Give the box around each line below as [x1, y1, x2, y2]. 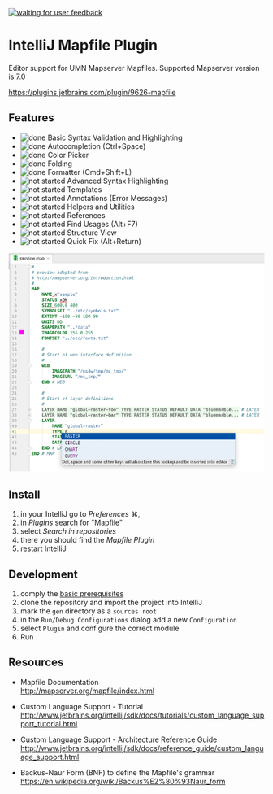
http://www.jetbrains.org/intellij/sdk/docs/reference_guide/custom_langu [19, 743, 264, 753]
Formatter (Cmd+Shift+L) [47, 167, 132, 177]
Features [8, 111, 54, 125]
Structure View [67, 228, 118, 238]
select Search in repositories [19, 526, 116, 536]
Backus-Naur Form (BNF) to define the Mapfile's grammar [19, 767, 215, 777]
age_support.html [19, 752, 80, 761]
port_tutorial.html [19, 718, 78, 728]
